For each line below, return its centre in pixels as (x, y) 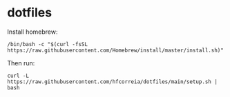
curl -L (18, 76)
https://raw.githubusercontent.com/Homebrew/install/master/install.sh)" (116, 50)
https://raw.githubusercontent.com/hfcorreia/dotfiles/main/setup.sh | (112, 82)
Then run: (21, 63)
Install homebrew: (32, 32)
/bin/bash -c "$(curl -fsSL (48, 44)
